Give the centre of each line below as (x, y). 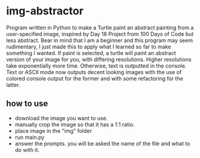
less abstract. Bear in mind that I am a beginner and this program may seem (100, 40)
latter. (13, 84)
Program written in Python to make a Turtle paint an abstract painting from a (100, 28)
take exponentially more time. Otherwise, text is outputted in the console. (96, 66)
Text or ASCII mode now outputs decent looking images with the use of (94, 72)
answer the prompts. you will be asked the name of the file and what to (102, 143)
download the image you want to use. (61, 118)
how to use (27, 104)
